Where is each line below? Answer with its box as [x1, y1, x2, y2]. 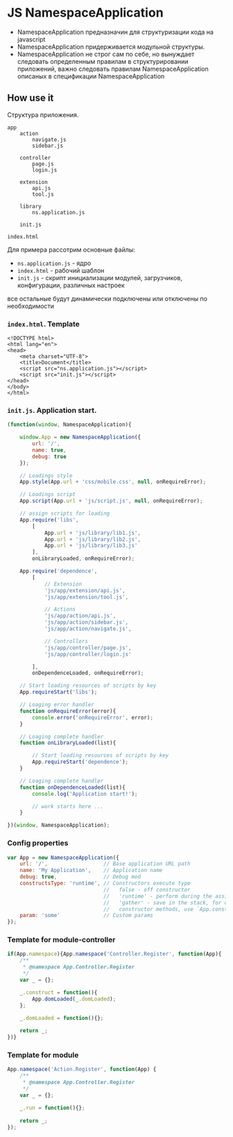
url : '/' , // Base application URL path [19, 860, 191, 868]
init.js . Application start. [7, 405, 97, 415]
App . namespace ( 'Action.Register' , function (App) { [7, 1066, 157, 1073]
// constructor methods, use [103, 905, 194, 913]
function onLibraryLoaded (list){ [19, 740, 116, 746]
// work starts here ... [32, 803, 104, 810]
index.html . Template [7, 319, 80, 329]
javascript [17, 35, 46, 43]
